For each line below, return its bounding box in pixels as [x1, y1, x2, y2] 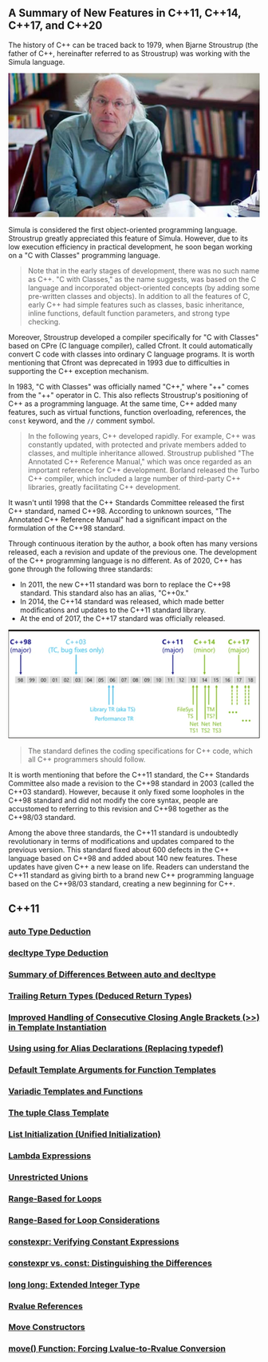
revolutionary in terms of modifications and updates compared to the [8, 836, 235, 846]
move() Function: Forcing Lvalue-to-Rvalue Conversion [8, 1343, 226, 1354]
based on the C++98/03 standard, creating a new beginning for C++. [8, 878, 235, 888]
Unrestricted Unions [8, 1172, 89, 1183]
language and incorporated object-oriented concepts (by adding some [27, 283, 260, 293]
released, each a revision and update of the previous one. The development [8, 547, 258, 556]
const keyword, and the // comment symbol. [8, 416, 156, 425]
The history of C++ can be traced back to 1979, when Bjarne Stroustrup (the [8, 40, 259, 50]
